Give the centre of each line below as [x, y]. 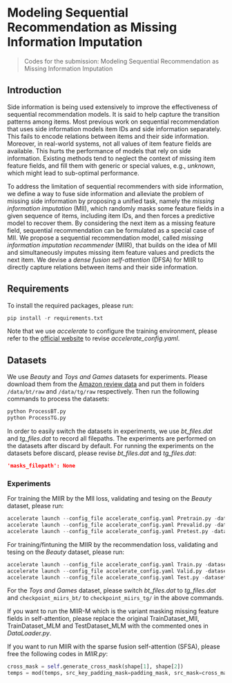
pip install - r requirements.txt [55, 318]
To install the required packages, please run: [70, 305]
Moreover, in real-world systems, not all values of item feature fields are [109, 144]
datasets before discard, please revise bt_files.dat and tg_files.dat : [102, 453]
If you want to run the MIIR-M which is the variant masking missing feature [113, 611]
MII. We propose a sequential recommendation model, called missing [105, 238]
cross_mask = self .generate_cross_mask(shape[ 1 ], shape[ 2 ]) [96, 667]
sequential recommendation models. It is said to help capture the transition [114, 114]
